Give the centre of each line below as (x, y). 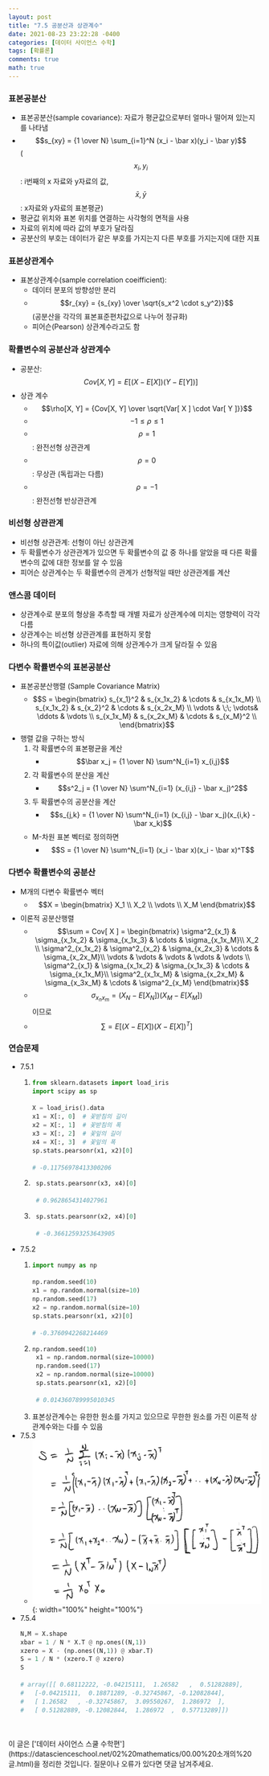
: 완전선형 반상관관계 (64, 500)
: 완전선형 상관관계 (61, 447)
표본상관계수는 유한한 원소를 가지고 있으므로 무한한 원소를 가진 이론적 (140, 1416)
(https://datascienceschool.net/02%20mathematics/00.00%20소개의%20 (130, 1753)
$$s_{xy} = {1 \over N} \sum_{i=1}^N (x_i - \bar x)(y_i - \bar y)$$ (141, 141)
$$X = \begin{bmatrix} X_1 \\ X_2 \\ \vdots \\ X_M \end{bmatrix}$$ (147, 904)
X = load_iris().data (68, 1108)
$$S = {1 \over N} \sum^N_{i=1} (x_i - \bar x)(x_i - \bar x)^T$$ (153, 850)
